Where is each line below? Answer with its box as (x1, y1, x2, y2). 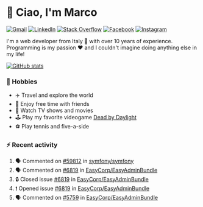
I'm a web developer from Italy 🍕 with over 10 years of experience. (6, 37, 173, 44)
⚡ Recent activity (6, 141, 58, 149)
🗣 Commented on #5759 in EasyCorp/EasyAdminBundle (15, 194, 158, 201)
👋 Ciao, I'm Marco (6, 5, 98, 19)
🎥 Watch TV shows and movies (15, 107, 93, 114)
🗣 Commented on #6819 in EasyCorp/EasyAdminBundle (15, 166, 158, 174)
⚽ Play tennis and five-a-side (15, 123, 90, 130)
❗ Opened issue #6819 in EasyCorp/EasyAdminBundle (15, 184, 150, 192)
